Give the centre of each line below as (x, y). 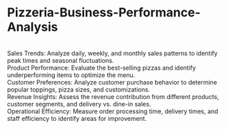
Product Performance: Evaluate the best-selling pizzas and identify (102, 68)
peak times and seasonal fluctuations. (61, 60)
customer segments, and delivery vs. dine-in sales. (79, 104)
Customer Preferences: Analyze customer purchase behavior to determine (112, 82)
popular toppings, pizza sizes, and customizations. (79, 89)
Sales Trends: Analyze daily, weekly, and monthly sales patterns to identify (112, 53)
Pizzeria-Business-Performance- (104, 13)
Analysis (33, 27)
